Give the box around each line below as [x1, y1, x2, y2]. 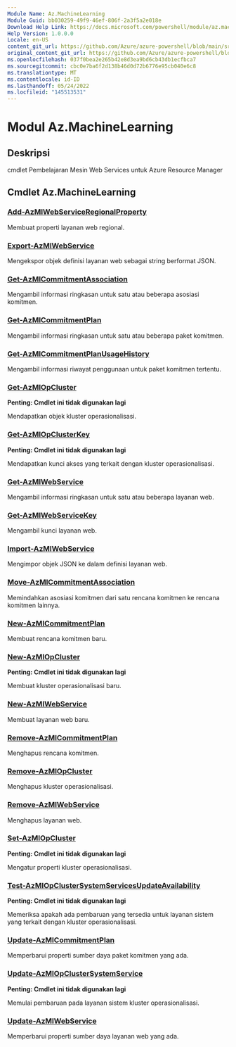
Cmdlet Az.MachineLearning [7, 186, 136, 198]
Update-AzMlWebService [7, 1016, 97, 1026]
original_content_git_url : [7, 50, 86, 57]
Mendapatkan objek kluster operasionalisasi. [7, 412, 137, 421]
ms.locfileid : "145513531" [7, 89, 86, 96]
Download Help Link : [7, 23, 68, 30]
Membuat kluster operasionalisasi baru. [7, 682, 122, 690]
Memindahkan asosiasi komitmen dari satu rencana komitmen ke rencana [7, 593, 220, 602]
